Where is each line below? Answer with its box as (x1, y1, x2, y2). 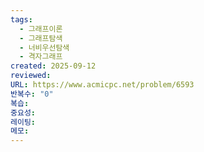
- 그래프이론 (19, 24, 63, 34)
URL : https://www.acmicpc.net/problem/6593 (10, 80, 195, 90)
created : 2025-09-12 (10, 61, 97, 71)
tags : (10, 14, 33, 25)
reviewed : (10, 71, 52, 81)
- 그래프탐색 (19, 33, 63, 43)
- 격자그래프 (19, 52, 63, 62)
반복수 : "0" (10, 89, 54, 99)
